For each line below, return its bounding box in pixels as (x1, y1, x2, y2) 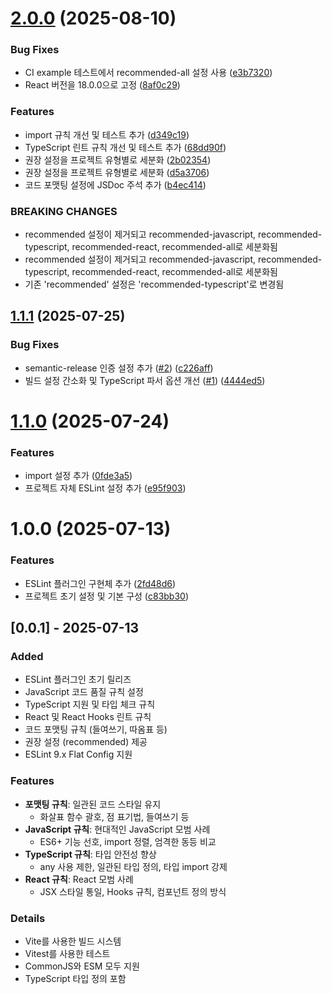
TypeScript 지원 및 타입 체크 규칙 (24, 698, 156, 711)
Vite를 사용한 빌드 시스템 (24, 935, 122, 947)
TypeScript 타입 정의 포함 (24, 973, 127, 985)
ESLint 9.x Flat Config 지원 (24, 748, 133, 761)
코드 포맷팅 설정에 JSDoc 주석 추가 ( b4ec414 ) (24, 178, 207, 191)
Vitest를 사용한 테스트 (24, 948, 111, 960)
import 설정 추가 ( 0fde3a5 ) (24, 470, 133, 482)
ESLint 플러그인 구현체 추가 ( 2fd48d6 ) (24, 577, 177, 589)
